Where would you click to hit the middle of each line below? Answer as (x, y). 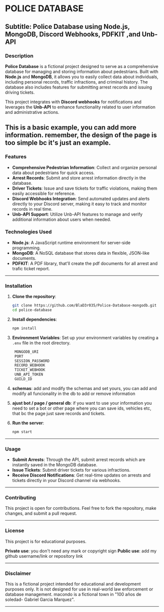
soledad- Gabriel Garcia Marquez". (40, 599)
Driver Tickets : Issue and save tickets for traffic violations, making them (85, 188)
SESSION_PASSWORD (32, 361)
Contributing (20, 498)
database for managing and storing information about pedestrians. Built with (82, 71)
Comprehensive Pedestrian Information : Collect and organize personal (84, 167)
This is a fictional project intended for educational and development (73, 584)
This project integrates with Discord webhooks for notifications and (73, 102)
